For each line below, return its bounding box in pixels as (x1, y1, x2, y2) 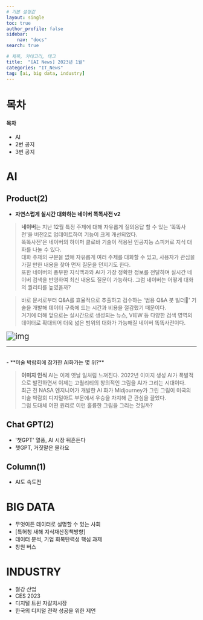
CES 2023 (14, 592, 40, 599)
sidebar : (6, 31, 28, 37)
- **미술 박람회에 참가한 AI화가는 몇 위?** (6, 359, 105, 366)
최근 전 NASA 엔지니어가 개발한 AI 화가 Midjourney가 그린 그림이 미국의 (21, 386, 192, 394)
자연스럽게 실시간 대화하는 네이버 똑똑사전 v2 (14, 210, 121, 217)
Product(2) (6, 194, 48, 204)
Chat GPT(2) (6, 420, 54, 430)
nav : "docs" (17, 37, 47, 43)
